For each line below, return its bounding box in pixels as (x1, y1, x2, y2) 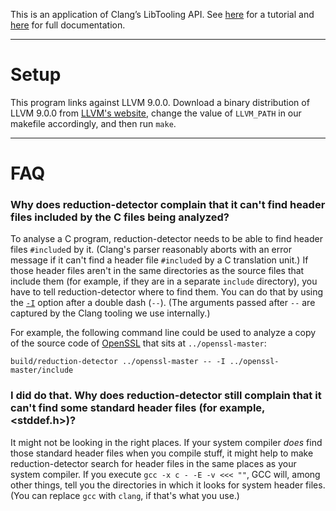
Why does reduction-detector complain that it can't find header (10, 198, 326, 212)
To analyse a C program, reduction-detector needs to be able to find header (10, 233, 323, 245)
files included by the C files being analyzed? (10, 210, 230, 224)
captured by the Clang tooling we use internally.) (10, 307, 211, 319)
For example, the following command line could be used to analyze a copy (10, 327, 317, 339)
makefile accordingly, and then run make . (10, 117, 177, 129)
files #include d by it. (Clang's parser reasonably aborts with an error (10, 244, 292, 256)
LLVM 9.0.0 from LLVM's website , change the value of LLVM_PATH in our (10, 107, 302, 119)
